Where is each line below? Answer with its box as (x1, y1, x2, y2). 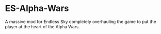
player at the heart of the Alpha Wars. (5, 23, 80, 29)
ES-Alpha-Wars (5, 3, 69, 14)
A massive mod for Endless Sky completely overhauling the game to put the (5, 19, 157, 24)
